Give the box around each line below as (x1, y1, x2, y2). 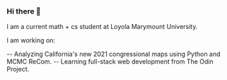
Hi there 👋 (6, 6, 42, 16)
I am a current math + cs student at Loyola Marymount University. (6, 23, 198, 31)
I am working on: (6, 36, 56, 45)
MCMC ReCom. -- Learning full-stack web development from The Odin (6, 57, 214, 66)
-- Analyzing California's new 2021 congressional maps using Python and (6, 50, 221, 59)
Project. (6, 65, 30, 74)
